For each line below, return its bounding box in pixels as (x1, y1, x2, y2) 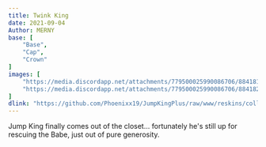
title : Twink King (8, 11, 69, 20)
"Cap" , (22, 48, 44, 56)
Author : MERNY (8, 26, 55, 34)
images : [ (8, 70, 41, 78)
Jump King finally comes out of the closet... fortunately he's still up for (8, 122, 237, 131)
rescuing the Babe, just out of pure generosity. (8, 130, 160, 139)
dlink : (8, 100, 30, 107)
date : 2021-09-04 (8, 19, 66, 27)
